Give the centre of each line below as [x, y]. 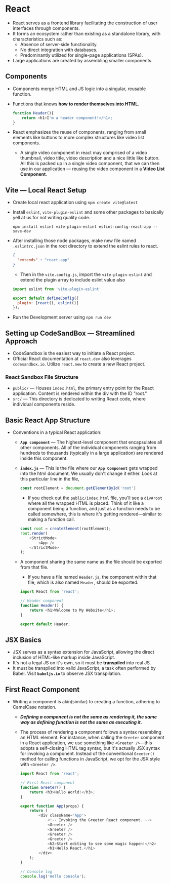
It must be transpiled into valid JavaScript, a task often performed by [84, 668]
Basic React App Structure [48, 420]
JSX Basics [23, 640]
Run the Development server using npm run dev [62, 317]
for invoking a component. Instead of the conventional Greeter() [87, 754]
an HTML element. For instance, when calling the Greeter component [92, 738]
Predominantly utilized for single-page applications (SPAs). [81, 55]
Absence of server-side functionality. [59, 44]
